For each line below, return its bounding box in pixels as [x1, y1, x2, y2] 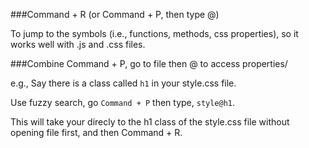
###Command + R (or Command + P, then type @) [10, 9, 220, 20]
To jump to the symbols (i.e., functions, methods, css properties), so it [10, 28, 299, 39]
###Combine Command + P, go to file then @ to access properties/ [10, 58, 288, 69]
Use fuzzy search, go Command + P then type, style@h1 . [10, 97, 236, 108]
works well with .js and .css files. [10, 39, 146, 50]
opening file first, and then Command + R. [10, 127, 183, 138]
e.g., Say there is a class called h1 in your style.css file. [10, 77, 237, 89]
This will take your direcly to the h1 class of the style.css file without [10, 116, 290, 128]
